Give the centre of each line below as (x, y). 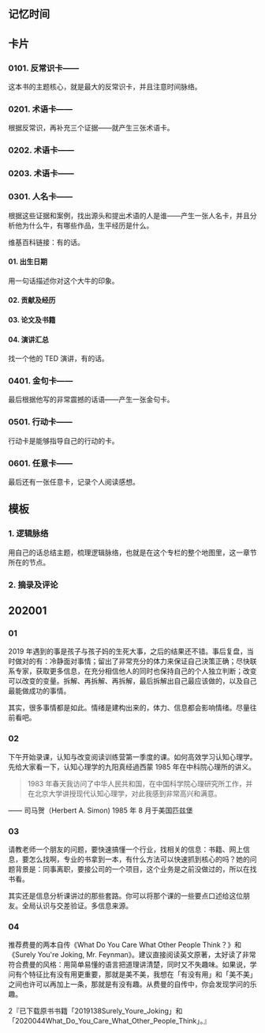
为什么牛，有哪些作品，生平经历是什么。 (88, 225)
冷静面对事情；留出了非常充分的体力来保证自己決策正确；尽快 (149, 662)
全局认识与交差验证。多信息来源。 (77, 905)
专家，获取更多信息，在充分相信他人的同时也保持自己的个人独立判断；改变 (136, 671)
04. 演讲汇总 (28, 339)
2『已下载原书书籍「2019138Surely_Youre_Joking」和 (95, 1011)
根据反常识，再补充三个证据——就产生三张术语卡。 (91, 128)
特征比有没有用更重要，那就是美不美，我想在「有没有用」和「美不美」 (143, 975)
